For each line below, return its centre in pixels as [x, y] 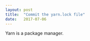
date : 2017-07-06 [26, 19]
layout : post [19, 10]
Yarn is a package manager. [34, 33]
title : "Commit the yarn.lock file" [45, 14]
